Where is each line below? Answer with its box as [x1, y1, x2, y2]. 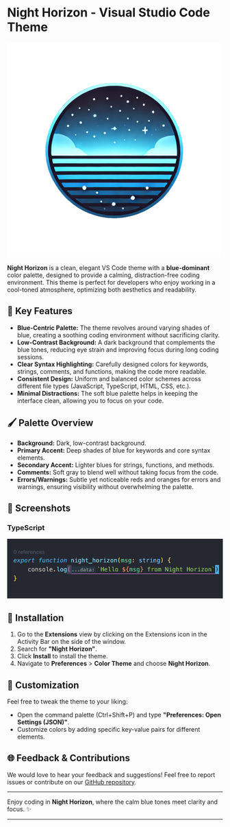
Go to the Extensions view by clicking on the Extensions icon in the [16, 630, 207, 638]
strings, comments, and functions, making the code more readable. [16, 367, 207, 375]
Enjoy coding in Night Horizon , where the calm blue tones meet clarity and [7, 798, 218, 806]
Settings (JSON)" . [16, 718, 70, 726]
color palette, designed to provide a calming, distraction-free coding [7, 271, 200, 279]
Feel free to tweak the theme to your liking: [7, 697, 128, 706]
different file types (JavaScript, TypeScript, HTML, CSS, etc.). [16, 382, 192, 390]
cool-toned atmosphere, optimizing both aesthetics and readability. [7, 285, 197, 293]
